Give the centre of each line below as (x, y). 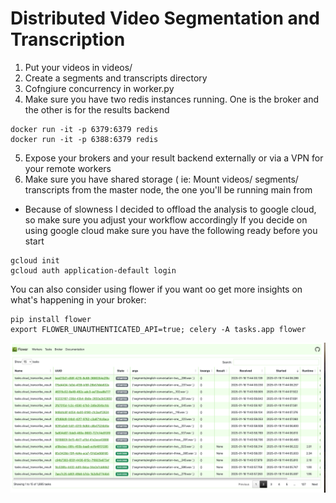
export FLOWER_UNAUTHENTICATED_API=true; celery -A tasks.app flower (158, 329)
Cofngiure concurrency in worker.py (99, 88)
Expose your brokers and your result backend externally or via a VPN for (174, 158)
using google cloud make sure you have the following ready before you (171, 230)
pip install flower (51, 319)
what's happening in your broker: (78, 299)
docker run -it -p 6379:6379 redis (84, 129)
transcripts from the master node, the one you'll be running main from (168, 189)
